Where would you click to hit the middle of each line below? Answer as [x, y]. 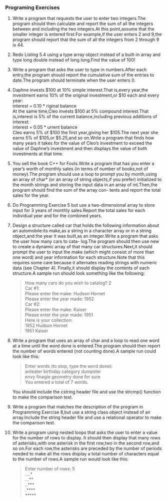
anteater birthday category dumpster [63, 371]
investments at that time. [38, 154]
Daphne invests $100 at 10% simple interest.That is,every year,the [80, 90]
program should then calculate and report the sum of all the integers [83, 24]
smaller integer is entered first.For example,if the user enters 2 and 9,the [87, 35]
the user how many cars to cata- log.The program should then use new [86, 241]
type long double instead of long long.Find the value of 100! [74, 60]
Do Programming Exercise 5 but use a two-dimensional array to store [83, 205]
